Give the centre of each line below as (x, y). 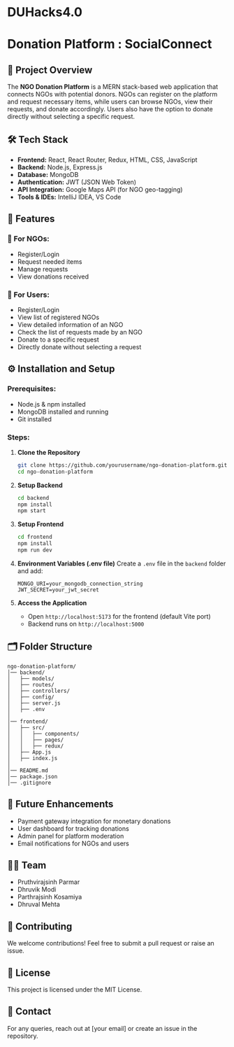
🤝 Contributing (40, 926)
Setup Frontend (41, 524)
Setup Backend (40, 485)
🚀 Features (31, 219)
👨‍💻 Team (27, 865)
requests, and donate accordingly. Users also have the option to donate (110, 109)
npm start (32, 511)
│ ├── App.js (29, 752)
